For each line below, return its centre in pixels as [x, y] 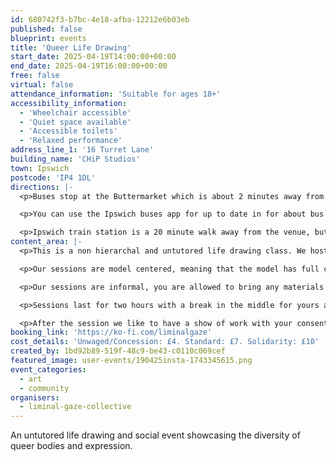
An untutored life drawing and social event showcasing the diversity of [155, 435]
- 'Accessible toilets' [68, 131]
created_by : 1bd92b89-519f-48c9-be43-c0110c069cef [118, 351]
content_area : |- [46, 242]
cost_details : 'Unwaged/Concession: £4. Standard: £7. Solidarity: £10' [165, 342]
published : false [46, 29]
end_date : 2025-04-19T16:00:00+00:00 [89, 66]
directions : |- [42, 187]
